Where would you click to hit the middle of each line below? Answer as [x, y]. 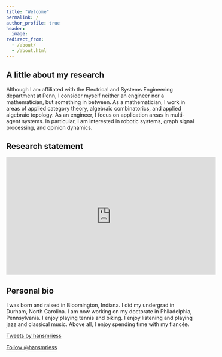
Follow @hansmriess [32, 347]
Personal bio [30, 291]
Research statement [45, 146]
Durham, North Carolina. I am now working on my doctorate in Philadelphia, [99, 312]
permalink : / [22, 17]
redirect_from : [25, 39]
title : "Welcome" [28, 12]
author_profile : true [33, 23]
